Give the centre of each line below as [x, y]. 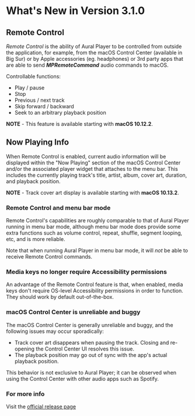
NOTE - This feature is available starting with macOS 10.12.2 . [79, 124]
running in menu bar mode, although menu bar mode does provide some [93, 227]
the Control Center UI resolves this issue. [85, 349]
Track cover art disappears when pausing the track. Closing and [92, 342]
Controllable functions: [34, 76]
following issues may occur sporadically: [55, 331]
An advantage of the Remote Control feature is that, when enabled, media [95, 284]
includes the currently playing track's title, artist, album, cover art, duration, [97, 175]
